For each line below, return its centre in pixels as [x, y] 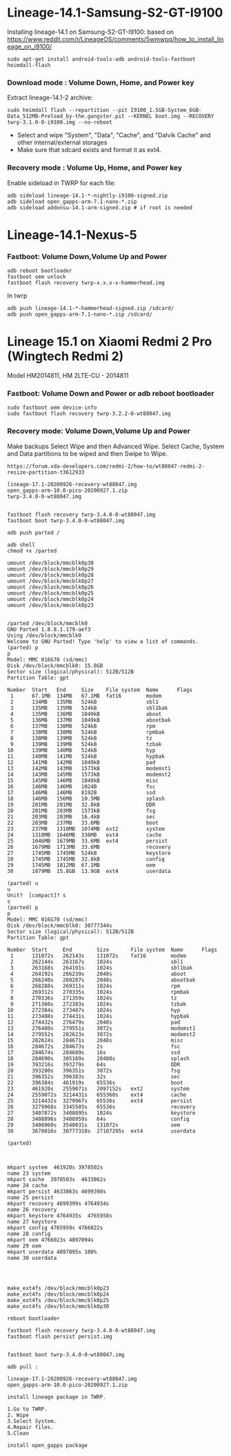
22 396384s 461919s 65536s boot [96, 1082]
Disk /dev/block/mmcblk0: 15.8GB [55, 665]
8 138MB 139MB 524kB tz [81, 738]
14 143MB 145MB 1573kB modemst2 [89, 774]
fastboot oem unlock [37, 277]
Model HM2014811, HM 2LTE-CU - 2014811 [68, 375]
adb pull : [23, 1367]
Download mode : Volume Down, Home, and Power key [101, 82]
